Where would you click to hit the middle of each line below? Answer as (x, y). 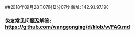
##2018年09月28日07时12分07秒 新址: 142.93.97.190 (57, 7)
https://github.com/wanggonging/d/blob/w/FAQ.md (67, 27)
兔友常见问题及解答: (28, 21)
